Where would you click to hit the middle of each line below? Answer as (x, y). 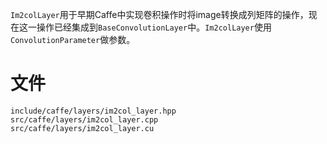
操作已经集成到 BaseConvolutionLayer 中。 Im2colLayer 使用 (154, 27)
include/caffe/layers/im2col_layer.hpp (93, 111)
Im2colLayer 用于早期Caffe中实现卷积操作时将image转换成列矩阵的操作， (159, 14)
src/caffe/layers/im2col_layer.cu (82, 128)
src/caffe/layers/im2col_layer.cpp (84, 119)
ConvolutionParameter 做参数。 (73, 39)
